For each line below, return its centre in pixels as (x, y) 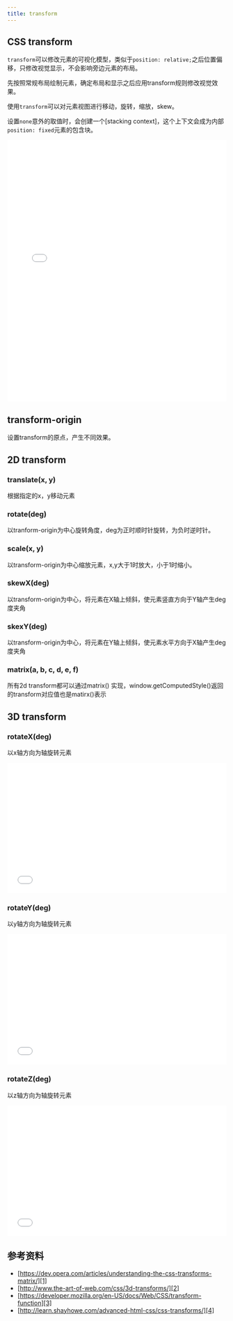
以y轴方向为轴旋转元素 (39, 924)
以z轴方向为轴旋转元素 (39, 1095)
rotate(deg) (27, 514)
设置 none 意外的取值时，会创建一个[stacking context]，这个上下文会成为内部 (116, 121)
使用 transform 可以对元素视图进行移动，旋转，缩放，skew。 (93, 107)
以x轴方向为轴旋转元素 (39, 752)
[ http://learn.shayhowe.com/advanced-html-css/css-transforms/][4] (115, 1310)
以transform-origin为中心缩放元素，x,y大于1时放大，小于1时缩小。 (102, 564)
